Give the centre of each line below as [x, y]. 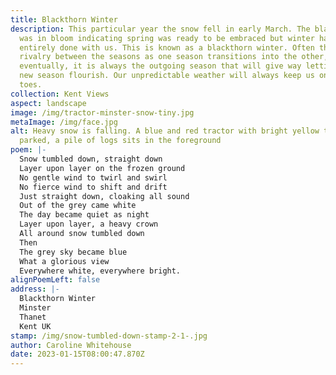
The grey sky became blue [73, 252]
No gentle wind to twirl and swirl [93, 177]
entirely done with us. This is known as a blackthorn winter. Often [167, 47]
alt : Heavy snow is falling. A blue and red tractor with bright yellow [165, 131]
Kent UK [35, 326]
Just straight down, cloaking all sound [104, 196]
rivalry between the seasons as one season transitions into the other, [174, 57]
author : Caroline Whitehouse [71, 345]
